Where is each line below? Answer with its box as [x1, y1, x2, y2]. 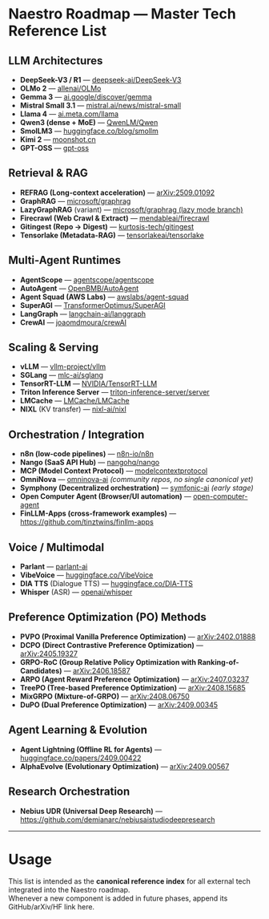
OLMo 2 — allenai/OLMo [19, 83, 102, 93]
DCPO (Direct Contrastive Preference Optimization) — [19, 640, 204, 650]
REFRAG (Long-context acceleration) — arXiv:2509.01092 [19, 188, 215, 197]
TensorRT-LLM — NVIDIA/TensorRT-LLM [19, 379, 158, 389]
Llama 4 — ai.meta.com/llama [19, 109, 118, 119]
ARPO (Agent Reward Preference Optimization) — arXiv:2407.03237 [19, 674, 250, 684]
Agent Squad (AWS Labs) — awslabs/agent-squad [19, 292, 190, 302]
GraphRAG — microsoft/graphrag [19, 196, 131, 205]
